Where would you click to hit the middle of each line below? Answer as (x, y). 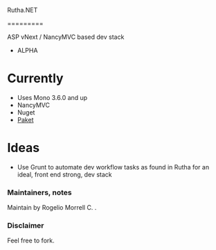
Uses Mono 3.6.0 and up (52, 97)
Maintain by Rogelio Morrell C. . (52, 208)
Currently (35, 78)
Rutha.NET (22, 10)
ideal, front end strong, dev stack (64, 174)
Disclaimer (26, 226)
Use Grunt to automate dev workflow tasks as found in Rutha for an (113, 167)
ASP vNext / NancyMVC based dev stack (66, 37)
